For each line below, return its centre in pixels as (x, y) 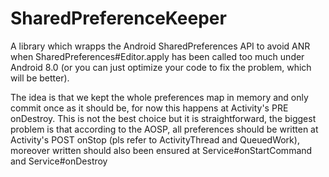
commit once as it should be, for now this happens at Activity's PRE (149, 108)
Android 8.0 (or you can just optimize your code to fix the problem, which (161, 67)
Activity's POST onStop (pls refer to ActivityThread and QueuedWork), (155, 139)
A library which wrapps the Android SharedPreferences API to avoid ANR (160, 46)
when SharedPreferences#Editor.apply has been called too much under (157, 56)
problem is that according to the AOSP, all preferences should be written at (164, 129)
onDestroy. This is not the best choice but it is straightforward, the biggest (163, 118)
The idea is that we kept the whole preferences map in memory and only (159, 97)
